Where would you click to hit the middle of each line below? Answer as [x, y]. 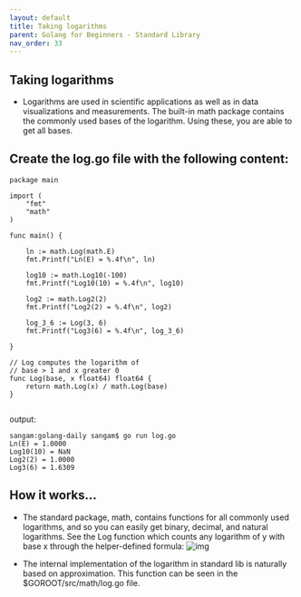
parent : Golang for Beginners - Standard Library [105, 34]
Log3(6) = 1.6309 [42, 467]
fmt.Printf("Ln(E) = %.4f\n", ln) [91, 259]
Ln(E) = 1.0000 [38, 444]
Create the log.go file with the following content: [149, 159]
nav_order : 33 [36, 43]
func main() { [36, 235]
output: [23, 419]
